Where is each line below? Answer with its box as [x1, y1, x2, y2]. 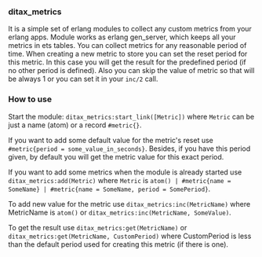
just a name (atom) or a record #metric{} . [8, 120, 143, 130]
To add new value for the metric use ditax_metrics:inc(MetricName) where [8, 199, 251, 208]
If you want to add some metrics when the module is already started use [8, 167, 242, 177]
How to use [8, 94, 53, 105]
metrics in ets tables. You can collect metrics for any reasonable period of [8, 41, 247, 50]
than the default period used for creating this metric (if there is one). [8, 239, 229, 249]
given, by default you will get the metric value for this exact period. [8, 152, 224, 161]
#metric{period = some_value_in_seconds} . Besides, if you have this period [8, 144, 251, 153]
